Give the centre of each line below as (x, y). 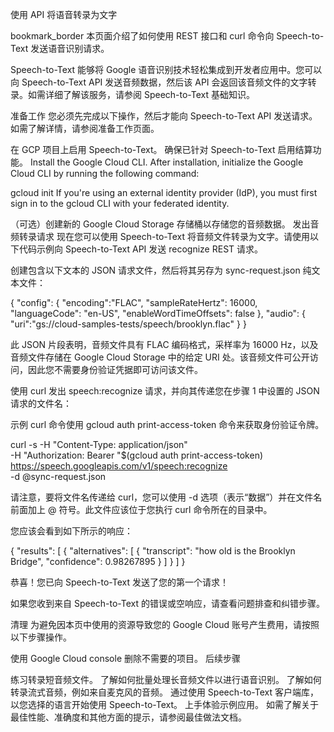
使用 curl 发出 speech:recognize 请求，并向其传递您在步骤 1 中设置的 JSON (165, 391)
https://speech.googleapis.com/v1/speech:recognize (119, 466)
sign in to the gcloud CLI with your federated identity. (120, 203)
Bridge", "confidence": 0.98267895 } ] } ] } (98, 561)
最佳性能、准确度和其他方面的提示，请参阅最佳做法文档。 (128, 717)
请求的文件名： (41, 403)
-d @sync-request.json (58, 476)
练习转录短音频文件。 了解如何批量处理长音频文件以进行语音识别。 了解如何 (166, 679)
